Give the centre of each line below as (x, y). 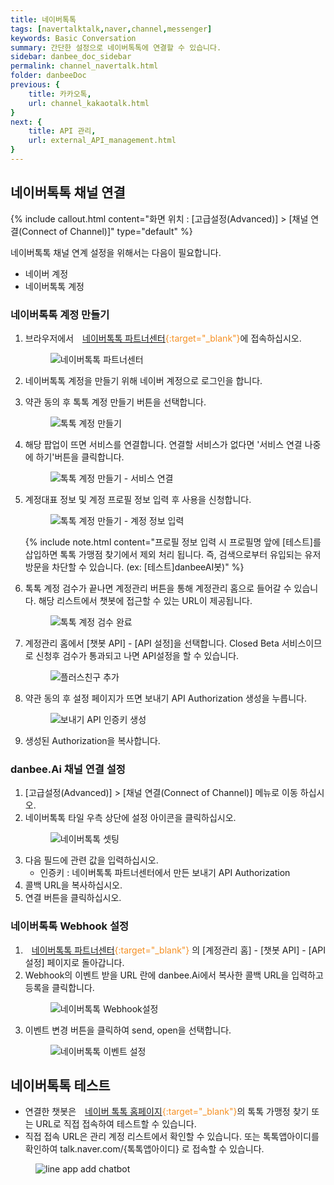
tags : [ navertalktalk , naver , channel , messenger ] (111, 29)
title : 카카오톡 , (60, 94)
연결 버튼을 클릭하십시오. (73, 898)
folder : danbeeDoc (48, 76)
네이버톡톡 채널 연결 (68, 192)
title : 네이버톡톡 (43, 19)
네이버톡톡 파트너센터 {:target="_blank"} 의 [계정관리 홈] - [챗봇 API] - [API (179, 950)
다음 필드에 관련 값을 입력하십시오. (91, 860)
